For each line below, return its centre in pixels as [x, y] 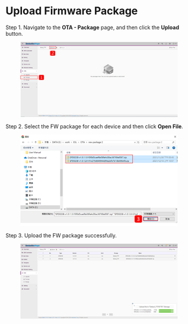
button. [14, 33]
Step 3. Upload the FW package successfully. [61, 235]
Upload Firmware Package [72, 11]
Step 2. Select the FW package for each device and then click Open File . [94, 126]
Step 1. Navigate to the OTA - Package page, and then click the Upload [92, 27]
